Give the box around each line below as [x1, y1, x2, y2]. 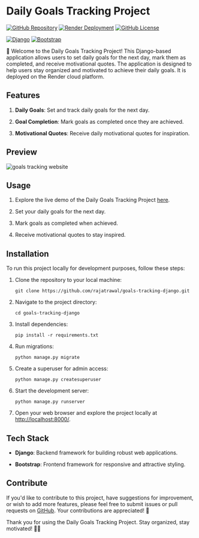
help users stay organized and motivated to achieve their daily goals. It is [6, 66, 186, 73]
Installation [6, 248, 49, 259]
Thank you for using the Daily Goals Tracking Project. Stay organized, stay [6, 518, 190, 525]
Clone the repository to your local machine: [14, 277, 122, 284]
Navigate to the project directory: [14, 299, 97, 306]
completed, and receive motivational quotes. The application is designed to [6, 60, 192, 67]
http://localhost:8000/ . [14, 416, 71, 423]
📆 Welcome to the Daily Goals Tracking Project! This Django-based [6, 47, 171, 55]
